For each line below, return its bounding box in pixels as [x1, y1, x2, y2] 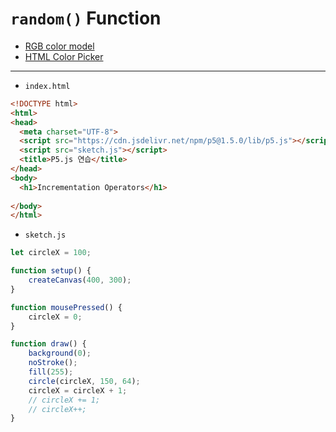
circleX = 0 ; [28, 312, 83, 322]
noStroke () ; [28, 358, 78, 368]
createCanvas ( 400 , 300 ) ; [28, 275, 132, 286]
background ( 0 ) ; [28, 348, 92, 359]
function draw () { [10, 339, 87, 349]
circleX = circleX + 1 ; [28, 385, 128, 396]
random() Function [10, 7, 162, 30]
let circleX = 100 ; [10, 248, 92, 258]
